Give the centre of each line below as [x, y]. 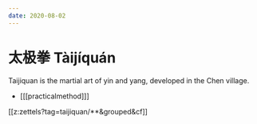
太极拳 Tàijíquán [62, 58]
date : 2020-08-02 [37, 16]
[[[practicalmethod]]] [54, 96]
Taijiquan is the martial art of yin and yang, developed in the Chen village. [129, 80]
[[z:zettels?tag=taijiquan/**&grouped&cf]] [78, 111]
